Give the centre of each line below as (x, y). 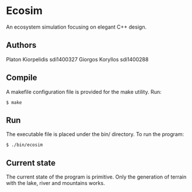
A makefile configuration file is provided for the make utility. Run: (84, 92)
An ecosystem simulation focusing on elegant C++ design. (76, 27)
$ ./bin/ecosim (25, 145)
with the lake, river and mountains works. (55, 183)
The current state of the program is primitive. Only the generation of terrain (96, 177)
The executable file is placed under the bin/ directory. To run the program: (95, 134)
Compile (22, 78)
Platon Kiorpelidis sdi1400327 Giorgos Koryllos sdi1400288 (77, 59)
